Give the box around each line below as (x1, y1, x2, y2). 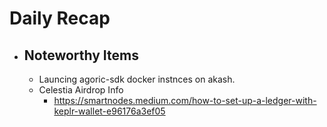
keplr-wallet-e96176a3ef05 (53, 105, 166, 117)
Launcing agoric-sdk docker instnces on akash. (38, 73, 236, 85)
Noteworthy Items (23, 47, 139, 64)
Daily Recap (9, 7, 111, 30)
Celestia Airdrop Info (38, 84, 124, 96)
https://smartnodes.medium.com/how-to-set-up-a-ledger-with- (53, 95, 317, 106)
